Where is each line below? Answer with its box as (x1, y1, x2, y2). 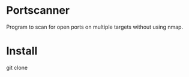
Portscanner (6, 4, 70, 17)
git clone (6, 64, 28, 71)
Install (6, 44, 38, 58)
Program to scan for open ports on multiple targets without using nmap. (6, 23, 184, 30)
